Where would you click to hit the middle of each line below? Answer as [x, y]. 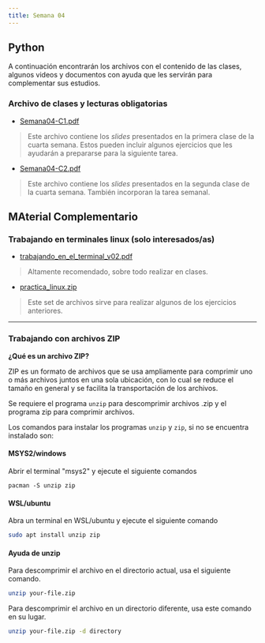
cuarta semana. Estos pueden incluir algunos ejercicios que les [130, 145]
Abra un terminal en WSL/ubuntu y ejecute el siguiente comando [113, 521]
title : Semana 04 [37, 15]
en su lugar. [27, 617]
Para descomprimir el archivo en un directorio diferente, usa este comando [130, 608]
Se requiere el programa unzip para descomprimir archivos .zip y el [118, 403]
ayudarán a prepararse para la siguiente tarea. [103, 153]
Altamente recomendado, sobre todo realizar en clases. [118, 272]
